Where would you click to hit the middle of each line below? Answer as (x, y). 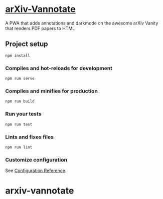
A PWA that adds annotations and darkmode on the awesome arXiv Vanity (82, 23)
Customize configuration (36, 159)
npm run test (19, 124)
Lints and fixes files (30, 137)
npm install (18, 55)
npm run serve (20, 78)
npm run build (20, 101)
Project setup (27, 44)
